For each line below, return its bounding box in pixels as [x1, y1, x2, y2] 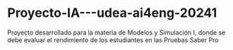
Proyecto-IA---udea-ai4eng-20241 [7, 5, 217, 21]
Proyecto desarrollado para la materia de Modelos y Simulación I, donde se [7, 28, 226, 37]
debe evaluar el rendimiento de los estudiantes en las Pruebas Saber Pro [7, 35, 219, 44]
